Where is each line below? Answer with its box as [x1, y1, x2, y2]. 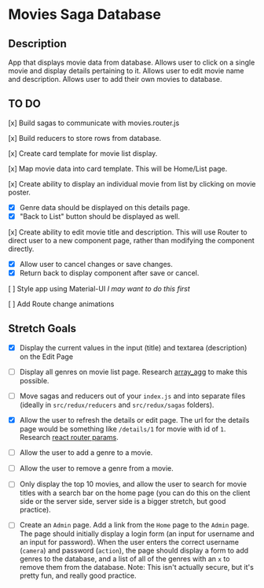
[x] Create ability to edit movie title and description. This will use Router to [8, 227, 247, 237]
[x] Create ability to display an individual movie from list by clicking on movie [8, 179, 256, 188]
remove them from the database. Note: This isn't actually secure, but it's [19, 563, 254, 572]
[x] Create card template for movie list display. [8, 148, 158, 158]
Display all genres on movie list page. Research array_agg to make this [19, 367, 247, 376]
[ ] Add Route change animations [8, 299, 115, 309]
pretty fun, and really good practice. [19, 571, 137, 580]
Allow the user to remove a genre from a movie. [19, 464, 174, 473]
